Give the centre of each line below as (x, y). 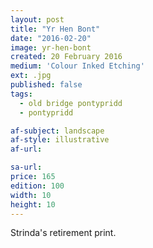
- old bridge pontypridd (71, 103)
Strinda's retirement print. (63, 233)
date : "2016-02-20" (51, 38)
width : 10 (31, 195)
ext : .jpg (31, 76)
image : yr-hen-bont (51, 47)
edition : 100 (37, 186)
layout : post (37, 19)
